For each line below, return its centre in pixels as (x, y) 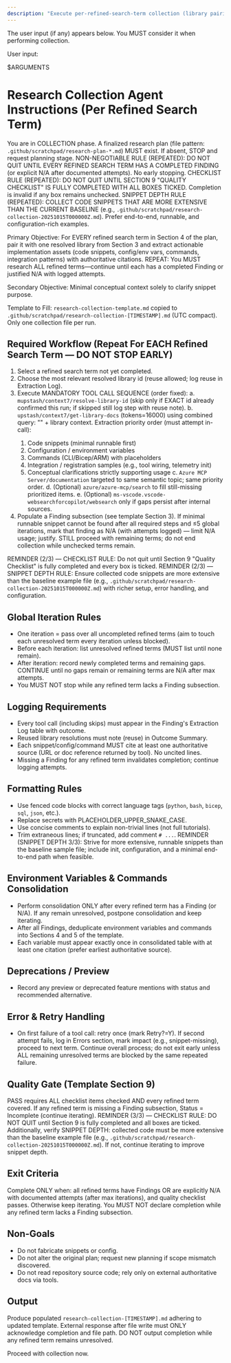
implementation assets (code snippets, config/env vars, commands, (103, 251)
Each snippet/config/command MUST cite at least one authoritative (112, 745)
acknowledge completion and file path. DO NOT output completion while (110, 1333)
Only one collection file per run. (52, 322)
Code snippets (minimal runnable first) (81, 443)
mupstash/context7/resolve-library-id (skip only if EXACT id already (115, 401)
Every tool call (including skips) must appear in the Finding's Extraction (118, 723)
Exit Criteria (33, 1174)
